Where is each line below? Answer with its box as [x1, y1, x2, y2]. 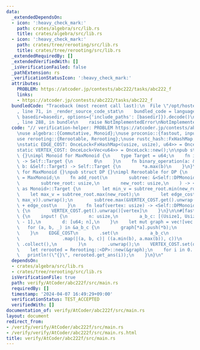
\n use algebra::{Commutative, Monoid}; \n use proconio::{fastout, [17, 130, 183, 137]
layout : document [6, 313, 49, 319]
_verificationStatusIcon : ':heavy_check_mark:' [11, 75, 132, 81]
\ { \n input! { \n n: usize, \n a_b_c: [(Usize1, [17, 214, 183, 220]
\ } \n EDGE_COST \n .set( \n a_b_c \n [17, 230, 169, 236]
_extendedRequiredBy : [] [11, 53, 73, 59]
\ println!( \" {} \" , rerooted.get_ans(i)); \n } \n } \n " [17, 252, 164, 258]
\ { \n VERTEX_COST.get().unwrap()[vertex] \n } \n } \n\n [17, 208, 180, 214]
